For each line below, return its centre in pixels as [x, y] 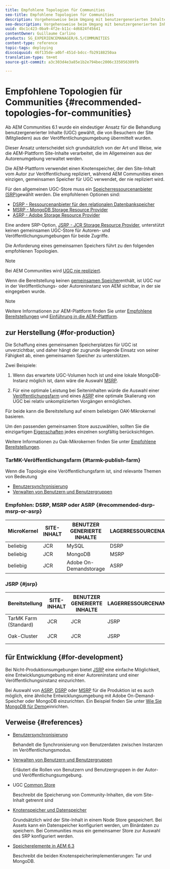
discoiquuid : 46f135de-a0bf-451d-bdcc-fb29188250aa [61, 52]
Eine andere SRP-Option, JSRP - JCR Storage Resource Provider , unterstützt [85, 225]
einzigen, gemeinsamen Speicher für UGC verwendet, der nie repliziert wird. [85, 179]
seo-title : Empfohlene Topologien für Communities [60, 15]
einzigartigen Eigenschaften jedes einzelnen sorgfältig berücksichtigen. [80, 432]
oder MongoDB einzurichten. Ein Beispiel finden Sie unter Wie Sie [93, 701]
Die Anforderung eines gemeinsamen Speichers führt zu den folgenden [80, 246]
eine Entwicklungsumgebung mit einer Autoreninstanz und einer [72, 675]
